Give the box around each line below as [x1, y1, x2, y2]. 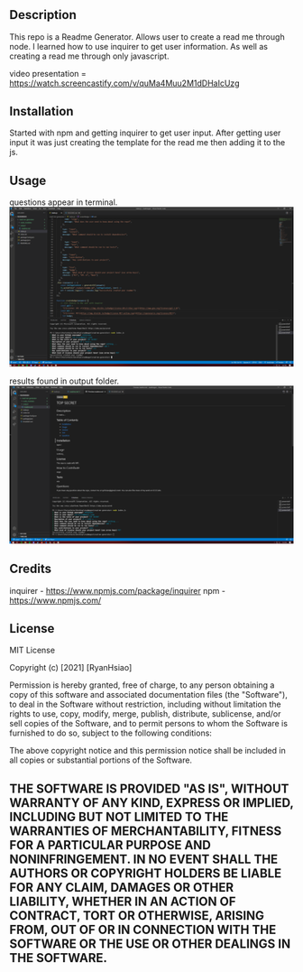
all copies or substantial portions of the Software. [9, 754, 192, 765]
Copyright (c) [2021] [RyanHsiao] [9, 662, 133, 673]
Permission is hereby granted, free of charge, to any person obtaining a [9, 680, 275, 690]
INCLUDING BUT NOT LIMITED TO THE [9, 809, 229, 824]
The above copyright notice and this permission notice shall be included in [9, 745, 286, 756]
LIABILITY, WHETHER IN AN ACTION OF [9, 893, 236, 909]
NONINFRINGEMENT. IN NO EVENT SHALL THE [9, 851, 279, 866]
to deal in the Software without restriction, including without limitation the [9, 699, 281, 710]
